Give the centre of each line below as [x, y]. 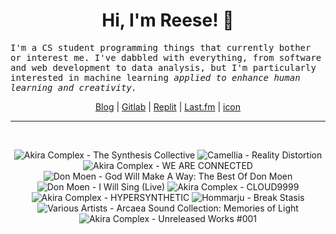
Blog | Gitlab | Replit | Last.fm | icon [168, 106]
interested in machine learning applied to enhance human [155, 77]
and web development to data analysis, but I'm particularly [163, 67]
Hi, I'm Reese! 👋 [168, 20]
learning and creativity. [74, 87]
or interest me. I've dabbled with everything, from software [166, 57]
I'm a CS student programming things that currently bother [161, 47]
